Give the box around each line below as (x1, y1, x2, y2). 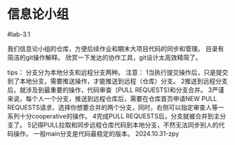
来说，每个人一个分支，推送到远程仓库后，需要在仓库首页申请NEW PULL (7, 94, 217, 102)
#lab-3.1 (7, 29, 30, 39)
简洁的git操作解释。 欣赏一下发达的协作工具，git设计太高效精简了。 (7, 53, 202, 62)
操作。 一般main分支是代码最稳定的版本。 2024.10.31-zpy (13, 129, 180, 137)
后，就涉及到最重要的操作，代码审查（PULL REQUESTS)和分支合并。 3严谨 (7, 85, 224, 94)
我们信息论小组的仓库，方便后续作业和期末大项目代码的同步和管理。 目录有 (7, 44, 224, 53)
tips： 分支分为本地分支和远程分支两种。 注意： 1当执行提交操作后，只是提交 (7, 68, 229, 76)
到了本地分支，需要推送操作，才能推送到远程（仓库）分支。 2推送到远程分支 (7, 76, 228, 85)
